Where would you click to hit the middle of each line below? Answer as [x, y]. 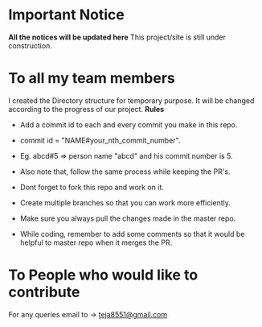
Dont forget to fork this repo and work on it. [92, 187]
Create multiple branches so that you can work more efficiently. [125, 202]
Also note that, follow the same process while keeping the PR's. [125, 172]
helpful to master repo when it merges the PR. [96, 242]
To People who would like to [103, 275]
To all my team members [92, 79]
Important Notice [66, 15]
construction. [30, 45]
